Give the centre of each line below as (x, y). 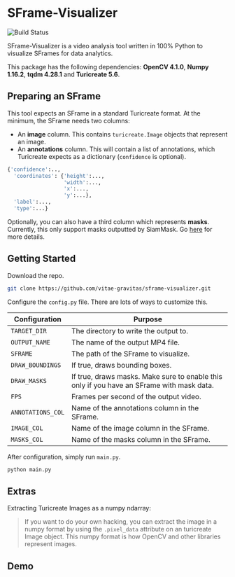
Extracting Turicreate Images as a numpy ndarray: (79, 508)
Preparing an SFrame (54, 96)
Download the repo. (36, 275)
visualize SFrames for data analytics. (60, 53)
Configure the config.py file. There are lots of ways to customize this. (108, 302)
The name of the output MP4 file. (126, 342)
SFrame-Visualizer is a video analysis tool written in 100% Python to (105, 46)
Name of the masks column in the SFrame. (141, 439)
